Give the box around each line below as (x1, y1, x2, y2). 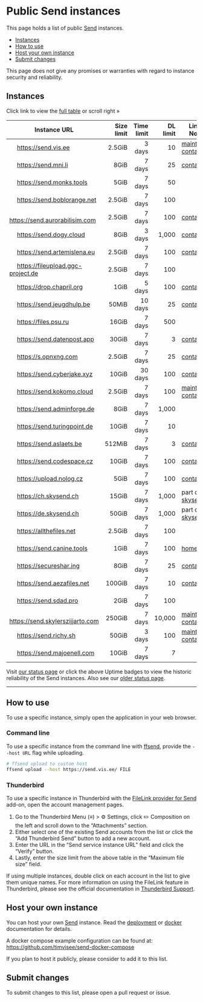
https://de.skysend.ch (17, 509, 79, 518)
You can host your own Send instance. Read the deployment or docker (6, 918, 182, 926)
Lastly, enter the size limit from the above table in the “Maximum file (14, 853, 184, 861)
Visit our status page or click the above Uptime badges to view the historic (6, 668, 192, 675)
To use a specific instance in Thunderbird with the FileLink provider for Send (6, 794, 197, 801)
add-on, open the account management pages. (6, 801, 124, 808)
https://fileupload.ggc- (17, 261, 83, 270)
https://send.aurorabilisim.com (9, 216, 96, 224)
